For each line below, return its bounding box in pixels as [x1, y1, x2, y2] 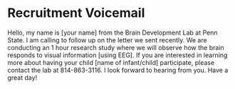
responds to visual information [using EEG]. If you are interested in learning [7, 51, 228, 59]
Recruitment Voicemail [7, 5, 145, 21]
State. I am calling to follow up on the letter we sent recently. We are [7, 35, 208, 44]
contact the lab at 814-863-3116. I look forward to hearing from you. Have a [7, 66, 229, 74]
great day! [7, 73, 38, 82]
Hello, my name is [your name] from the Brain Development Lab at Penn [7, 28, 219, 37]
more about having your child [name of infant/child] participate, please [7, 58, 215, 66]
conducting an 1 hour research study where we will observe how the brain [7, 43, 224, 52]
